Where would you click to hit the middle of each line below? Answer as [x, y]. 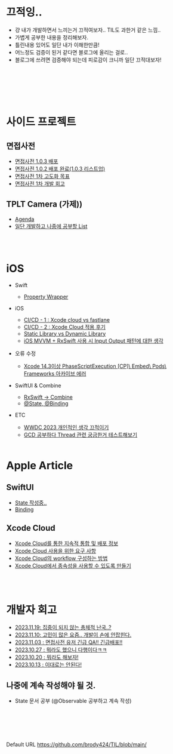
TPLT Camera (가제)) [44, 204]
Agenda [24, 219]
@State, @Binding [46, 403]
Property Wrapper [46, 297]
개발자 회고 [32, 610]
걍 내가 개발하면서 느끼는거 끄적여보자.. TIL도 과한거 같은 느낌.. [88, 30]
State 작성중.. [31, 503]
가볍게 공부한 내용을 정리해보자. [51, 37]
